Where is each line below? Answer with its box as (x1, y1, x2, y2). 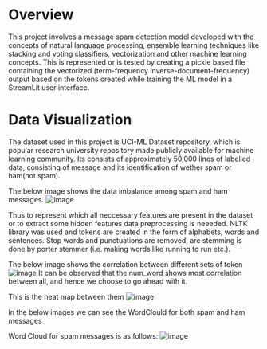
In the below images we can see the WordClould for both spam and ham (8, 307, 245, 316)
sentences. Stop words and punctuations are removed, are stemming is (8, 235, 242, 245)
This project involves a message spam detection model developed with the (8, 32, 254, 41)
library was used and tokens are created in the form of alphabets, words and (8, 227, 260, 237)
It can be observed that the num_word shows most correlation (38, 268, 242, 277)
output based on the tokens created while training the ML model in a (8, 74, 233, 84)
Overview (8, 6, 74, 24)
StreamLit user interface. (8, 82, 90, 92)
